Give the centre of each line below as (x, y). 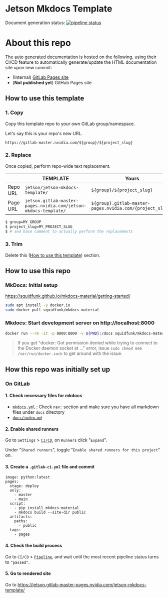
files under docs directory (38, 412)
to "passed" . (17, 562)
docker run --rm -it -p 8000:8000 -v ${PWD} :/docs (59, 333)
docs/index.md (27, 418)
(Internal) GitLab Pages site (40, 77)
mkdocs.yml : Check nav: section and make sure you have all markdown (85, 407)
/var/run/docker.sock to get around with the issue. (70, 353)
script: (18, 504)
